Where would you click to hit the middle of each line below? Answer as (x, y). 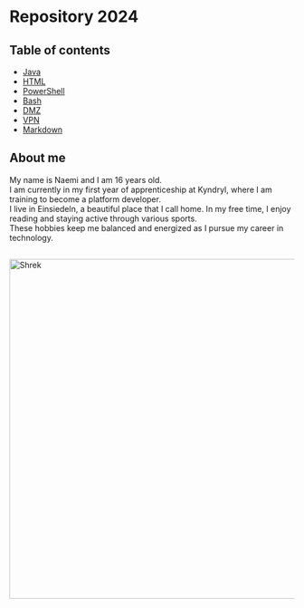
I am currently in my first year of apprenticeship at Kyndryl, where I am (141, 189)
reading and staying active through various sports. (103, 218)
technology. (32, 237)
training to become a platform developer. (85, 199)
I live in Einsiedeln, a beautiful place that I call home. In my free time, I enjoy (150, 208)
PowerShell (43, 91)
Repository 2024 (74, 17)
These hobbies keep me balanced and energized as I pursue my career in (147, 227)
